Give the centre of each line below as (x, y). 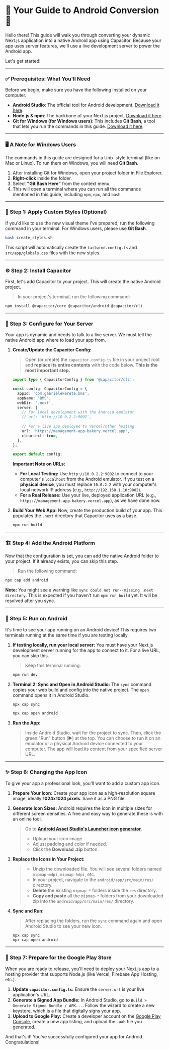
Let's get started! (23, 61)
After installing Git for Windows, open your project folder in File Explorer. (88, 173)
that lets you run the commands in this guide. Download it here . (78, 126)
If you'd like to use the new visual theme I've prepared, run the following (80, 223)
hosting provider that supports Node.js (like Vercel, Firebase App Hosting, (82, 974)
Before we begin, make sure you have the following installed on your (76, 90)
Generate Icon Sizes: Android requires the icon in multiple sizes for (82, 808)
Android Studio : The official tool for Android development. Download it (86, 105)
